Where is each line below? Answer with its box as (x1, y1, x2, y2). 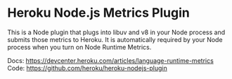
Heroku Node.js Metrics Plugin (7, 5, 190, 21)
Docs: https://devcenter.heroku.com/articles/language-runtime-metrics (7, 56, 214, 64)
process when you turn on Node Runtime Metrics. (7, 43, 152, 51)
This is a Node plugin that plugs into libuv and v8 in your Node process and (7, 28, 226, 36)
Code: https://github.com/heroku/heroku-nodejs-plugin (7, 64, 167, 72)
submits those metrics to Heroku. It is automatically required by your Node (7, 35, 223, 43)
